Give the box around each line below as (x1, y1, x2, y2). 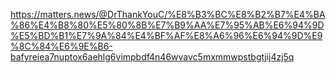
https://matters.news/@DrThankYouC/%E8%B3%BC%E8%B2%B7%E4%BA (10, 9, 326, 20)
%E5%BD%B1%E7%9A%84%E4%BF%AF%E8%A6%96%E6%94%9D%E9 (10, 30, 323, 41)
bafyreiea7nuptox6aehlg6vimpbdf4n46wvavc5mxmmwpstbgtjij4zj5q (10, 51, 295, 63)
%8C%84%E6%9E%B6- (10, 40, 113, 52)
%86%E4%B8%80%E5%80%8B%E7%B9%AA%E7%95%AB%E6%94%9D (10, 19, 325, 31)
